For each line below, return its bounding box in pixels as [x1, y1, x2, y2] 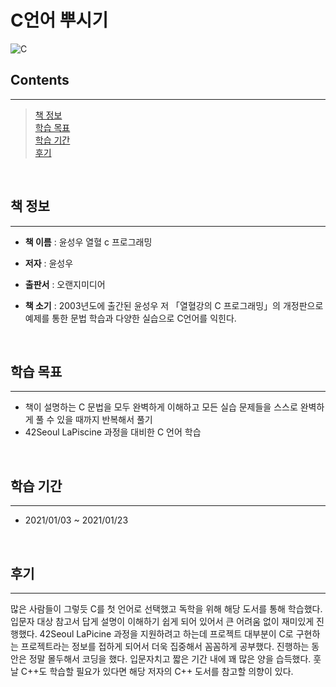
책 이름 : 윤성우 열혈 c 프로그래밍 [24, 236, 153, 248]
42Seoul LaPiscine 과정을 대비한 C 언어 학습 [24, 426, 202, 438]
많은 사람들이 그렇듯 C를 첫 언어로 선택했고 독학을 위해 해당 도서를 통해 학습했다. [10, 603, 323, 615]
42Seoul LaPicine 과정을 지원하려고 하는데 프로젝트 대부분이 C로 [39, 628, 294, 640]
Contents [10, 72, 70, 89]
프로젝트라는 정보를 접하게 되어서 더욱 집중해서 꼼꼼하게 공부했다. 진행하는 [20, 641, 310, 652]
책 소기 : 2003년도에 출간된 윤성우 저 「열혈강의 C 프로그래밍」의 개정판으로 [24, 299, 324, 311]
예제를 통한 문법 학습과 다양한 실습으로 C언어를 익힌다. [24, 312, 237, 324]
